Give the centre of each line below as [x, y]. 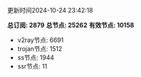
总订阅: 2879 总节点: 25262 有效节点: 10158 [71, 25]
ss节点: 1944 [36, 57]
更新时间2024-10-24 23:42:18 [50, 10]
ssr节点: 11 [32, 66]
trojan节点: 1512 [40, 49]
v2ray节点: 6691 [40, 40]
